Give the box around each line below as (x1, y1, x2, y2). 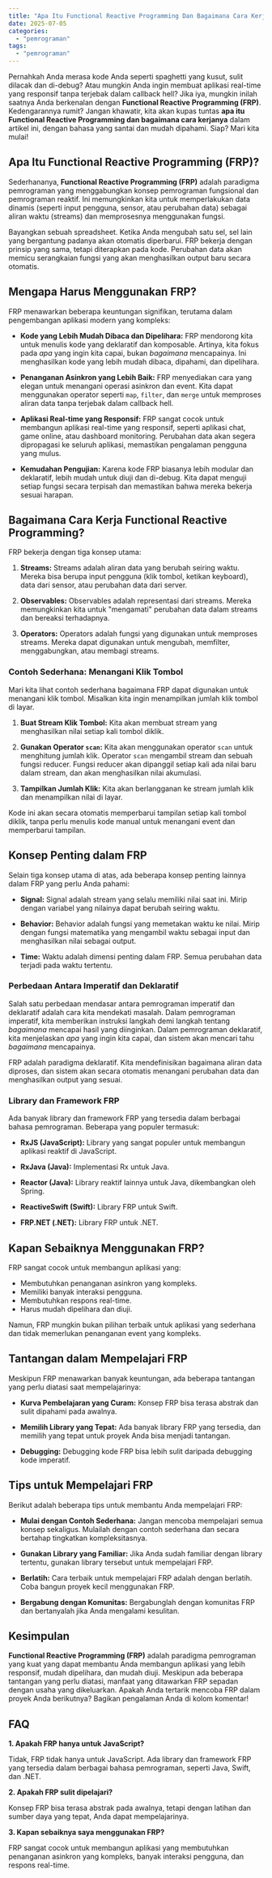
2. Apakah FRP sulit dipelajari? (8, 1787, 113, 1797)
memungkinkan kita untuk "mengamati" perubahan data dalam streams (19, 604, 258, 614)
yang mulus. (19, 448, 62, 458)
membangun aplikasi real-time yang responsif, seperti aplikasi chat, (19, 422, 246, 432)
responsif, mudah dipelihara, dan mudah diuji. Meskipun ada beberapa (8, 1668, 244, 1678)
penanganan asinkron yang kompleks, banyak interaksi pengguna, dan (8, 1852, 244, 1862)
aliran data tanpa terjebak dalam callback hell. (19, 398, 174, 408)
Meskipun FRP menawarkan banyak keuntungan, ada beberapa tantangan (8, 1373, 256, 1383)
